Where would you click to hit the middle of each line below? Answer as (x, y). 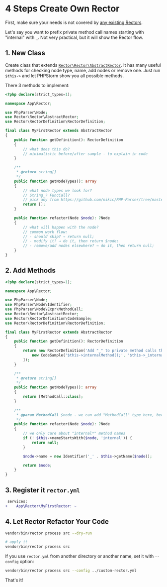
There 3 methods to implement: (37, 85)
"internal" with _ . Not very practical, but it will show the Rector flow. (74, 37)
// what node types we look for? (58, 190)
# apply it (16, 542)
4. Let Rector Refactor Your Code (57, 522)
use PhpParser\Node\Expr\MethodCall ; (44, 309)
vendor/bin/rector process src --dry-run (49, 533)
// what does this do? (46, 149)
